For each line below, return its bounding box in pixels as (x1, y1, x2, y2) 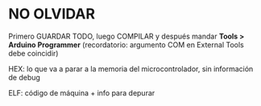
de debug (8, 72, 40, 82)
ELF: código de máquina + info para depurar (8, 88, 155, 97)
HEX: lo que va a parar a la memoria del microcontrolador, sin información (8, 63, 254, 73)
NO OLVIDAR (8, 5, 95, 23)
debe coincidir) (8, 48, 59, 58)
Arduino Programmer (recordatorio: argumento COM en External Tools (8, 39, 244, 49)
